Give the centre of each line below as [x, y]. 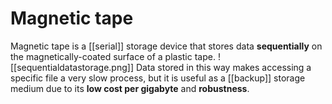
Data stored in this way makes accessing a [223, 67]
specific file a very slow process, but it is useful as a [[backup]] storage [158, 78]
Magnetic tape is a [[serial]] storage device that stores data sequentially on [166, 46]
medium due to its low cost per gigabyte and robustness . [130, 88]
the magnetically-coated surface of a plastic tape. [113, 56]
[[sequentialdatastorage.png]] [72, 67]
